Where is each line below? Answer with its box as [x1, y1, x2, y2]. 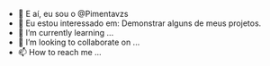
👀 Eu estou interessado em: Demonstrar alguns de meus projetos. [17, 18, 262, 29]
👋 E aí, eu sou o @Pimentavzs [17, 9, 129, 19]
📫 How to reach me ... [17, 47, 102, 57]
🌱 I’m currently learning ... [17, 28, 114, 37]
